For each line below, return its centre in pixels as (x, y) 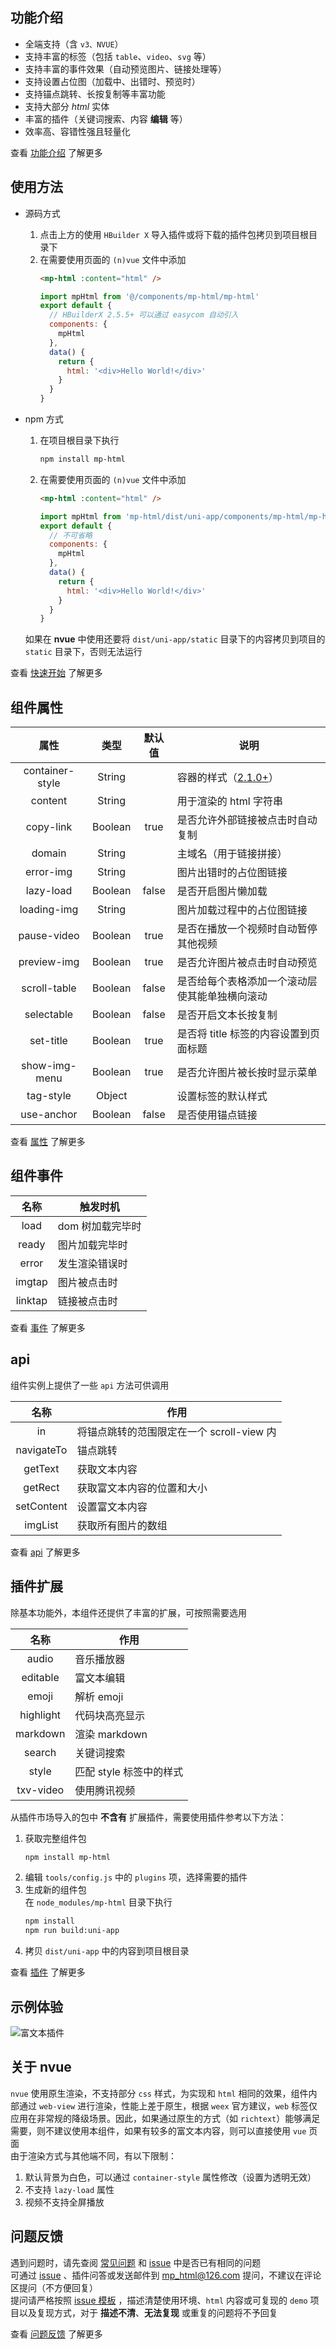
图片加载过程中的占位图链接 (242, 910)
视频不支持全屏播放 (64, 2202)
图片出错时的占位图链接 (232, 873)
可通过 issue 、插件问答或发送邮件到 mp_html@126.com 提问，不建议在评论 (166, 2275)
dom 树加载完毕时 (99, 1226)
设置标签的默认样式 (222, 1096)
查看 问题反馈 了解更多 (56, 2334)
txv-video (40, 1790)
